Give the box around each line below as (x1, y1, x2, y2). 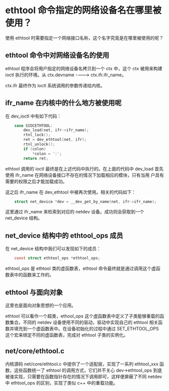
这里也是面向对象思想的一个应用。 (5, 302, 76, 308)
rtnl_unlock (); (23, 142, 55, 147)
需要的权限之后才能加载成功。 (5, 178, 67, 184)
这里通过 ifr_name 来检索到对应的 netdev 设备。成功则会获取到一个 (5, 209, 145, 215)
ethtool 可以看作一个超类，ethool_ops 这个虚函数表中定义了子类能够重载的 (5, 313, 160, 319)
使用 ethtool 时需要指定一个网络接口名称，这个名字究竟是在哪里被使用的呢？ (5, 35, 164, 41)
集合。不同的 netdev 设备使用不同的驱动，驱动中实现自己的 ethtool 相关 (9, 319, 158, 325)
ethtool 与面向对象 (5, 288, 63, 297)
